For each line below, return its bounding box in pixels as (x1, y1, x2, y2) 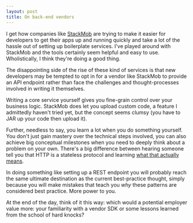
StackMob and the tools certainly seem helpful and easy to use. (6, 49, 160, 56)
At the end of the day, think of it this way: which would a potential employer (6, 198, 188, 205)
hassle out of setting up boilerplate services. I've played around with (6, 42, 171, 50)
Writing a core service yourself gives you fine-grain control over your (6, 96, 173, 103)
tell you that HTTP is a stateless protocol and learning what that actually (6, 151, 180, 158)
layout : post (6, 8, 38, 15)
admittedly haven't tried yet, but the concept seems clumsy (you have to (6, 109, 181, 116)
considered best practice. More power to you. (6, 187, 116, 194)
